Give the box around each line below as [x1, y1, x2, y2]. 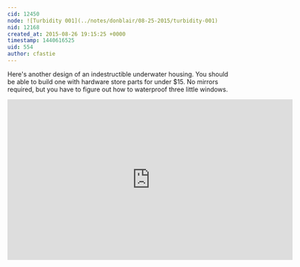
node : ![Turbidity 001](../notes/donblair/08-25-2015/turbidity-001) [7, 17, 219, 24]
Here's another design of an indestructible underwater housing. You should [7, 69, 229, 79]
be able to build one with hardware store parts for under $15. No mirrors [7, 77, 219, 86]
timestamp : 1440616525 [7, 37, 75, 44]
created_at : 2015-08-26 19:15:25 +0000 [7, 30, 126, 38]
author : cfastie [7, 51, 56, 58]
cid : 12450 [7, 10, 40, 18]
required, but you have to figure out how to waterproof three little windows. [7, 85, 228, 94]
